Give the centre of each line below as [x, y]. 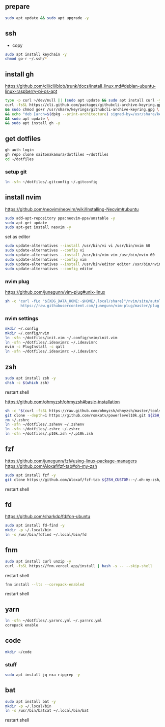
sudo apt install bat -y [30, 701]
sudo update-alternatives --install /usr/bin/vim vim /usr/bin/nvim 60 [80, 255]
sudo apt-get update [26, 223]
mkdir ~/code [18, 652]
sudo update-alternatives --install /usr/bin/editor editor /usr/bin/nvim [83, 264]
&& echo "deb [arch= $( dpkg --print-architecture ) [57, 114]
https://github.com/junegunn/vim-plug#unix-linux [55, 292]
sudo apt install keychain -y [36, 54]
